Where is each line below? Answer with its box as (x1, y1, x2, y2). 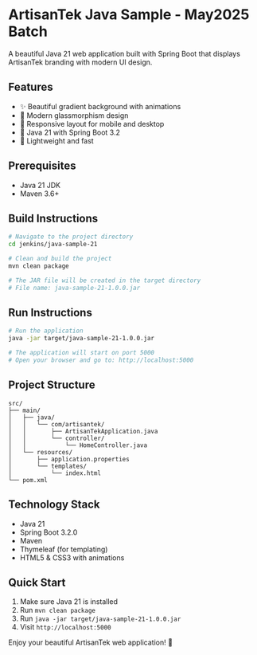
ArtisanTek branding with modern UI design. (8, 57, 153, 67)
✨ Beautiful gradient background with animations (19, 101, 181, 111)
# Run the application (8, 327, 84, 335)
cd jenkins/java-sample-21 (8, 241, 98, 249)
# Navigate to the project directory (8, 233, 134, 241)
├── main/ (8, 406, 41, 414)
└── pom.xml (8, 476, 48, 484)
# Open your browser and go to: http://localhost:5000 (8, 356, 194, 364)
